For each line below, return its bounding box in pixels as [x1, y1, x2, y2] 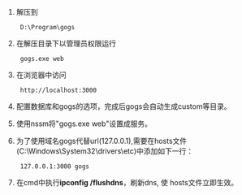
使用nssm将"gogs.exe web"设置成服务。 [15, 119, 153, 128]
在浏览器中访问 [15, 70, 67, 80]
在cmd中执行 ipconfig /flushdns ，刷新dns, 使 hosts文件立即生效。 [15, 178, 238, 187]
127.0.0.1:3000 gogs [19, 162, 89, 171]
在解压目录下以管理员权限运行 [15, 39, 116, 48]
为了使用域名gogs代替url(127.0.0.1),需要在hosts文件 [15, 136, 188, 145]
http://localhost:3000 [19, 86, 97, 94]
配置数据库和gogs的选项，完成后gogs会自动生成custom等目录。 [15, 102, 231, 111]
